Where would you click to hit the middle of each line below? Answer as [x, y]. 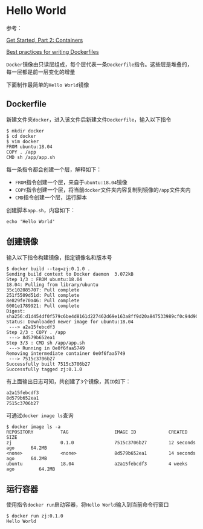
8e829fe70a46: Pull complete [43, 300]
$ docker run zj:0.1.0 [35, 516]
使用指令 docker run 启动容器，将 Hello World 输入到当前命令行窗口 [88, 505]
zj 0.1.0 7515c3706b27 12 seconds [101, 443]
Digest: [16, 311]
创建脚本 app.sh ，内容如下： [41, 210]
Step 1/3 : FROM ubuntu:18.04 [44, 279]
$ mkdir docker [25, 131]
